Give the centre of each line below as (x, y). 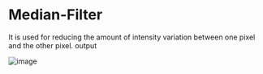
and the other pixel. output (53, 45)
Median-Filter (56, 15)
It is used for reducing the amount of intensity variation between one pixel (132, 37)
